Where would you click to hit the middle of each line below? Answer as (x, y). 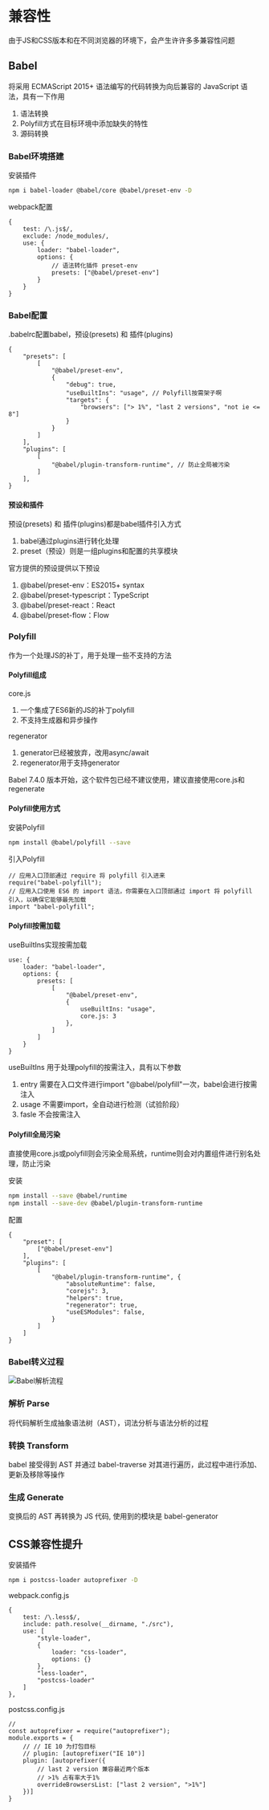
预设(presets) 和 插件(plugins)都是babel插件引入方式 (95, 524)
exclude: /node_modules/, (66, 236)
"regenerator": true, (102, 1305)
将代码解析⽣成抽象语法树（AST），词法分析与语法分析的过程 (108, 1422)
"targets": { (88, 401)
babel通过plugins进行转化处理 (69, 541)
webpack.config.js (39, 1596)
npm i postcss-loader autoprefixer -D (73, 1580)
